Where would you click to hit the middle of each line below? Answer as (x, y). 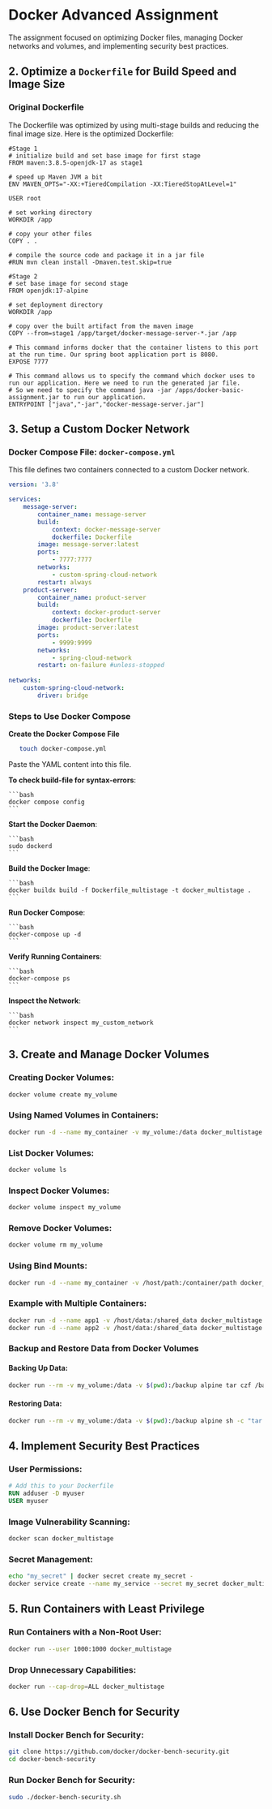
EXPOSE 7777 (28, 362)
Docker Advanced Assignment (113, 15)
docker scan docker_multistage (61, 1539)
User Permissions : (45, 1469)
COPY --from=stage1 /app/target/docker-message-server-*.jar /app (123, 333)
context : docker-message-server (106, 529)
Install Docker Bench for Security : (76, 1735)
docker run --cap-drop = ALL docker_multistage (86, 1686)
